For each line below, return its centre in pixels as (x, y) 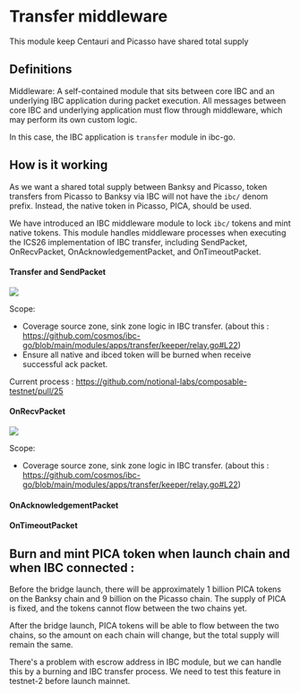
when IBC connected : (72, 567)
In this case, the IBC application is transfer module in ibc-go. (122, 137)
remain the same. (41, 644)
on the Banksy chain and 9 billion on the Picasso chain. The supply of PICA (148, 598)
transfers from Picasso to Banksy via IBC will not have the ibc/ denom (139, 196)
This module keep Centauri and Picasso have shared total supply (129, 41)
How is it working (59, 165)
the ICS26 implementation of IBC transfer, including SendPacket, (129, 242)
